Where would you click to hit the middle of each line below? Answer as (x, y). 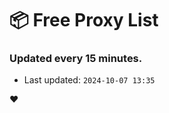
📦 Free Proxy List (84, 20)
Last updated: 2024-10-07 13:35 (89, 80)
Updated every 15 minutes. (76, 59)
